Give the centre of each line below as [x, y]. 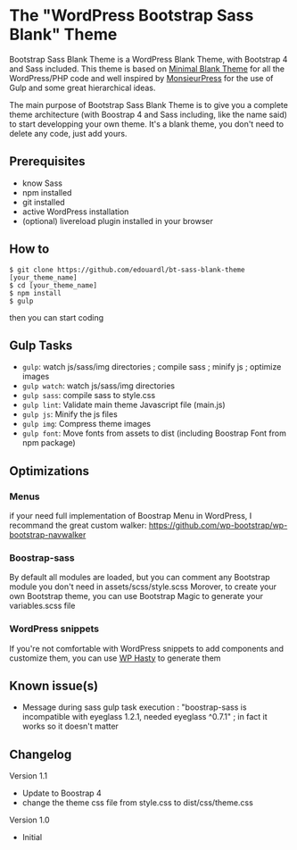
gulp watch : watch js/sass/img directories [99, 386]
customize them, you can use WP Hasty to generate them [115, 658]
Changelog [41, 754]
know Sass [42, 183]
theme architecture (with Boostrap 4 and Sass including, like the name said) [148, 114]
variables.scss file [42, 606]
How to [29, 250]
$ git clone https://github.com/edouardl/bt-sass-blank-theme [127, 270]
